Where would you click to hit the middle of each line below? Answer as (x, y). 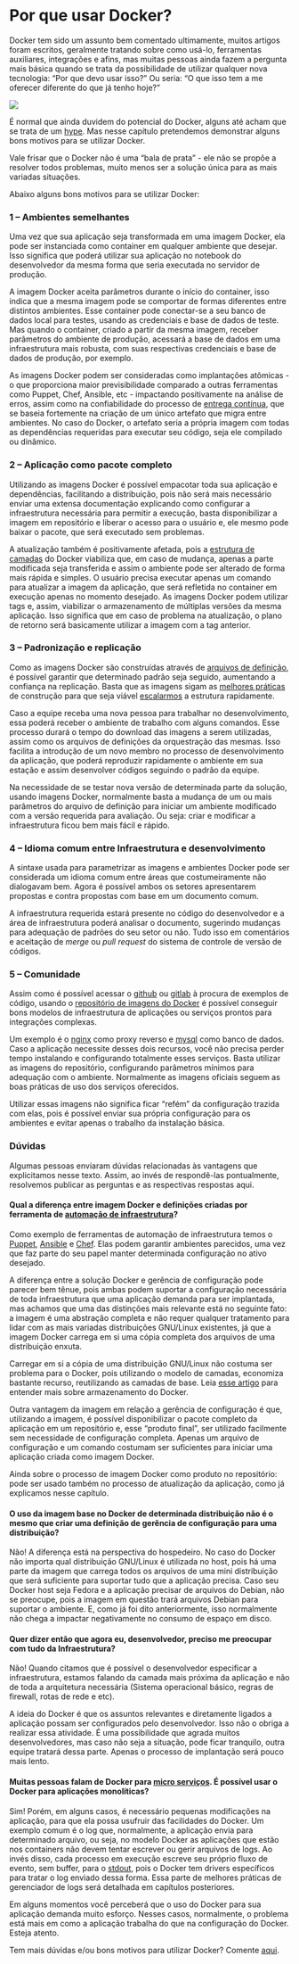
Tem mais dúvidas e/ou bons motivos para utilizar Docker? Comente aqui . (145, 1950)
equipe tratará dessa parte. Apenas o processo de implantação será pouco (147, 1752)
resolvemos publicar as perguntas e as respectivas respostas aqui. (132, 1184)
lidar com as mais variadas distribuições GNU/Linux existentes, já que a (140, 1327)
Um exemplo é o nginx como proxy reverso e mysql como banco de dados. (147, 1039)
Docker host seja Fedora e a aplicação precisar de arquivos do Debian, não (147, 1590)
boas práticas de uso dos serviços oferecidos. (94, 1087)
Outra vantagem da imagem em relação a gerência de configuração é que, (146, 1409)
